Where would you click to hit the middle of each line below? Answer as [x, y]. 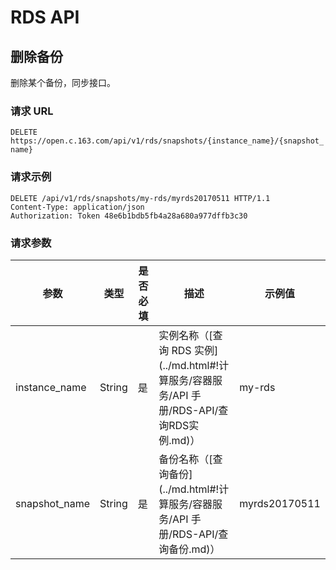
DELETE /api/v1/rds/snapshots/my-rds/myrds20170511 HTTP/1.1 [140, 198]
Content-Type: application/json [77, 207]
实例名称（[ [185, 335]
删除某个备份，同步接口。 [63, 82]
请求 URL [32, 111]
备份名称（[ [185, 459]
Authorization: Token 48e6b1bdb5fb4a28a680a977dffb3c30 [129, 216]
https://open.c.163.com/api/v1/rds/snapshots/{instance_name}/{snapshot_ [167, 141]
